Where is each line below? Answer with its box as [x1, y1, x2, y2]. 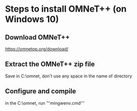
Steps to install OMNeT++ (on [5, 3, 127, 15]
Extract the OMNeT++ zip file [5, 60, 95, 69]
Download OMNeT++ [5, 33, 70, 41]
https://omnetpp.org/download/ [5, 46, 69, 52]
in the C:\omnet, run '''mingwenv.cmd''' [5, 100, 85, 106]
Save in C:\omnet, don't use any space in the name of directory [5, 73, 133, 79]
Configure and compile [5, 87, 77, 95]
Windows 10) [5, 14, 59, 25]
